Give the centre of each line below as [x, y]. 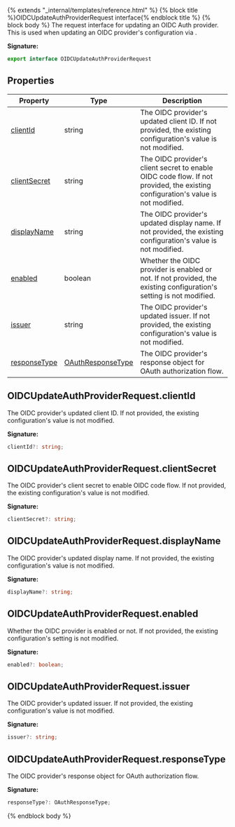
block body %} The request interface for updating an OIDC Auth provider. [113, 25]
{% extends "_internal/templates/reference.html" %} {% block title [102, 10]
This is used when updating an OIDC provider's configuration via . [102, 32]
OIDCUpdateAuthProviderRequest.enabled [103, 614]
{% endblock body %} [39, 816]
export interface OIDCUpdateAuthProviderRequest [79, 59]
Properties [31, 81]
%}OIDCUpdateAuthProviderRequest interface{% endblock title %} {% [109, 18]
